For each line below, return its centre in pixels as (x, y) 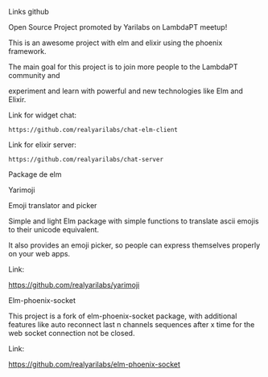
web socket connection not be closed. (72, 333)
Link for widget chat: (43, 115)
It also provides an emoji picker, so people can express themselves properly (134, 245)
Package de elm (35, 174)
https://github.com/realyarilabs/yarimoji (74, 285)
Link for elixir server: (42, 145)
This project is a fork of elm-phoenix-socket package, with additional (123, 316)
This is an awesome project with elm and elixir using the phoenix (115, 43)
